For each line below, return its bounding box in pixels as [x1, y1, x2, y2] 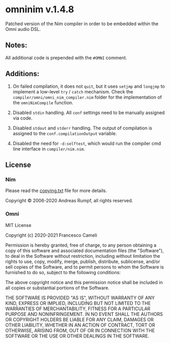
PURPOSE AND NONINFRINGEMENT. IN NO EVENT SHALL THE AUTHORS [5, 311, 163, 317]
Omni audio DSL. [5, 26, 41, 32]
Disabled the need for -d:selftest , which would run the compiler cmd [12, 140, 161, 146]
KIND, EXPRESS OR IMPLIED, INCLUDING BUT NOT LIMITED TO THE [5, 300, 151, 306]
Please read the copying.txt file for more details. [5, 187, 107, 194]
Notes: [5, 41, 27, 50]
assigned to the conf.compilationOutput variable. [12, 130, 117, 137]
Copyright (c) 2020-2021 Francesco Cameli [5, 232, 98, 238]
